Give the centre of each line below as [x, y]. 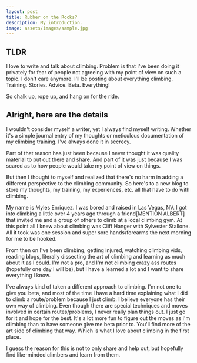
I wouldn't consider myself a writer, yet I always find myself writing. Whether [99, 129]
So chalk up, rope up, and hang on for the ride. [63, 97]
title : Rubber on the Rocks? [42, 17]
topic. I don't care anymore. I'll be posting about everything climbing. [90, 79]
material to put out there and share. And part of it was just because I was [94, 159]
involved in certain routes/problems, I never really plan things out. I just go [96, 312]
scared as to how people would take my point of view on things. [84, 165]
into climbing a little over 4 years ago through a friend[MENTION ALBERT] [96, 214]
